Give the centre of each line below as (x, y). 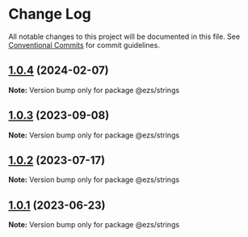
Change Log (50, 14)
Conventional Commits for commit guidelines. (84, 44)
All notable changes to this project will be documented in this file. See (124, 36)
